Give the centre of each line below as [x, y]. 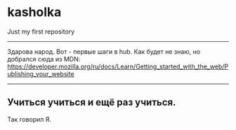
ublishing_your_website [41, 73]
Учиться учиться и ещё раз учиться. [92, 102]
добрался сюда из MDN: [44, 59]
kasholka [34, 12]
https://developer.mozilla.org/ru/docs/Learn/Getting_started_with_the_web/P [118, 66]
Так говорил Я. [29, 119]
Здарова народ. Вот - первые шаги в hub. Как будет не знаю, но [104, 51]
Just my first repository [41, 31]
